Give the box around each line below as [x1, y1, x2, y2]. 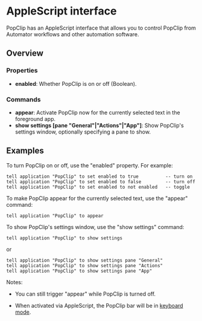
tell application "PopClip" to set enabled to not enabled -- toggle [6, 184, 190, 190]
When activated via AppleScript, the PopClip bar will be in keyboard [14, 302, 183, 309]
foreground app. [14, 115, 56, 122]
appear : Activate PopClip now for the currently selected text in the [14, 109, 180, 116]
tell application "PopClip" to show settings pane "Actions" [6, 262, 163, 268]
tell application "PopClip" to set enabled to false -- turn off [6, 178, 196, 185]
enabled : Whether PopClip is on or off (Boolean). [14, 80, 137, 87]
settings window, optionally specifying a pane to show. [14, 128, 151, 135]
